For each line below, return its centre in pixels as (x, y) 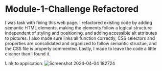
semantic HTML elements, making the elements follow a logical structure (79, 27)
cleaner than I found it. (28, 54)
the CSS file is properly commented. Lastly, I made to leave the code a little (81, 48)
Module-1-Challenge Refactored (72, 9)
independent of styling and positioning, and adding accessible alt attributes (81, 33)
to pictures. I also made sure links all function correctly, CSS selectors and (80, 38)
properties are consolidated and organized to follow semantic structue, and (81, 43)
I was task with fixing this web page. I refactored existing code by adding (79, 23)
